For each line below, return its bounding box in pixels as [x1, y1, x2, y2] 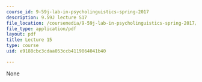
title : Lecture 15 [6, 37, 52, 43]
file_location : [6, 20, 44, 26]
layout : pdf [6, 31, 36, 37]
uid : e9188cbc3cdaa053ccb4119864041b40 [6, 48, 106, 54]
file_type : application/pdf [6, 25, 77, 32]
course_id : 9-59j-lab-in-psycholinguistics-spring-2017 [6, 8, 149, 15]
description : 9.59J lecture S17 [6, 14, 87, 20]
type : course [6, 43, 39, 49]
